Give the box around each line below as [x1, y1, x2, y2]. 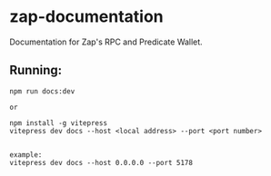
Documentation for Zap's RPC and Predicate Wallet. [9, 36, 203, 47]
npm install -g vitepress [9, 118, 107, 128]
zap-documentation [9, 6, 164, 27]
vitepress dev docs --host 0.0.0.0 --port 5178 [9, 158, 194, 167]
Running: [9, 63, 63, 78]
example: [9, 150, 43, 160]
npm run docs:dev [9, 86, 75, 96]
